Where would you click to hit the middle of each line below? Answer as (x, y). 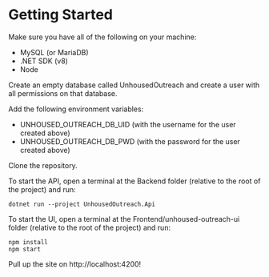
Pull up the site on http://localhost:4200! (75, 264)
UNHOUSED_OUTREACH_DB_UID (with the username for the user (128, 124)
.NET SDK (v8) (44, 61)
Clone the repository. (43, 165)
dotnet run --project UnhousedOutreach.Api (82, 204)
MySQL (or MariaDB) (54, 52)
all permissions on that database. (63, 93)
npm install (28, 242)
